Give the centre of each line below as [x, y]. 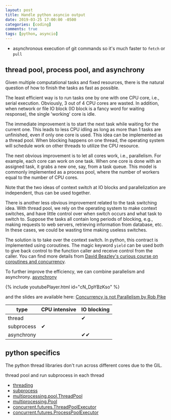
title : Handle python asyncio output [45, 15]
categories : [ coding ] [28, 24]
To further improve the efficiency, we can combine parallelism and [75, 271]
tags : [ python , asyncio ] [32, 34]
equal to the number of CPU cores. [42, 177]
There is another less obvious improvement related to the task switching [81, 202]
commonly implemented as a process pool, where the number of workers [82, 172]
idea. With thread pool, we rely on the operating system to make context [81, 208]
